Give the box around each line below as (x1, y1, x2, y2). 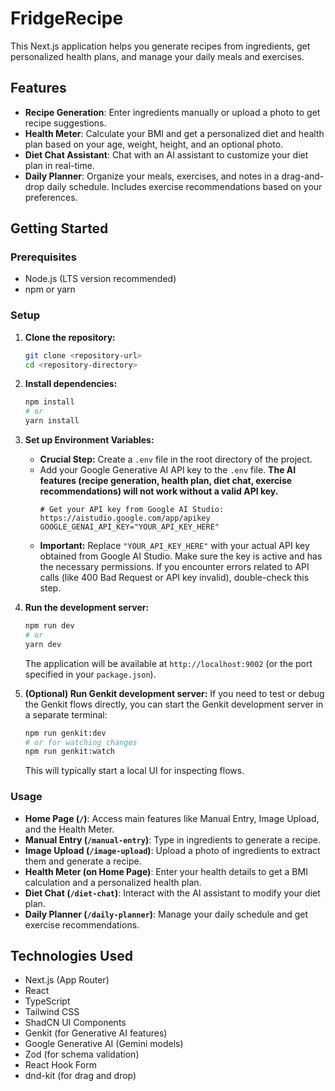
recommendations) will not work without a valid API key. (39, 485, 279, 497)
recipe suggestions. (24, 117, 107, 129)
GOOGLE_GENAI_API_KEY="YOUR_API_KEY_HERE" (39, 522, 220, 532)
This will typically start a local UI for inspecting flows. (24, 765, 245, 777)
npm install (24, 397, 75, 407)
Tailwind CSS (24, 1006, 80, 1018)
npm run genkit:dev (24, 728, 107, 738)
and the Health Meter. (24, 823, 115, 835)
